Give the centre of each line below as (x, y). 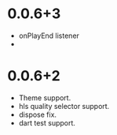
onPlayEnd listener (49, 36)
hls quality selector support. (64, 106)
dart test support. (47, 122)
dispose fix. (37, 114)
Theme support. (45, 97)
